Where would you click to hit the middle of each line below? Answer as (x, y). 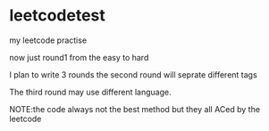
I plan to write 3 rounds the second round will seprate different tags (133, 74)
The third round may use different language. (90, 92)
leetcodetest (57, 16)
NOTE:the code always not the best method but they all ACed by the (135, 109)
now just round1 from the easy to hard (79, 57)
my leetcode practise (48, 40)
